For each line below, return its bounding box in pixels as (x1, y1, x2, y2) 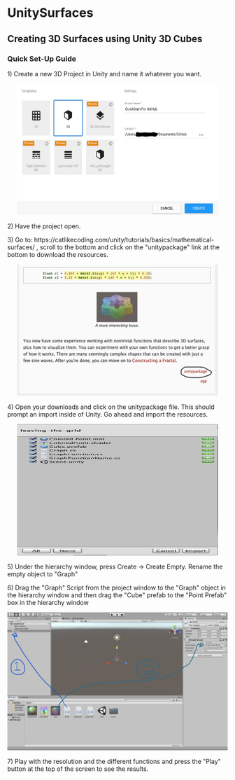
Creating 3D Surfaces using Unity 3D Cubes (7, 33, 203, 45)
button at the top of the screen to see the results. (7, 765, 149, 773)
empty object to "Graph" (7, 569, 78, 578)
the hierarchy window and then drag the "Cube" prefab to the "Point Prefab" (7, 590, 227, 599)
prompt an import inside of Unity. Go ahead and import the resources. (7, 410, 208, 418)
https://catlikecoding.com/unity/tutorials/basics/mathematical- (34, 235, 215, 244)
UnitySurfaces (7, 5, 94, 21)
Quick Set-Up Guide (7, 54, 77, 64)
